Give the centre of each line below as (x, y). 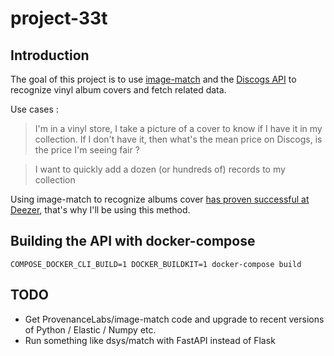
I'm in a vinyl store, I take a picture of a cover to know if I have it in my (178, 128)
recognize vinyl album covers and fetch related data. (118, 90)
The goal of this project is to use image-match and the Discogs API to (153, 79)
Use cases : (34, 109)
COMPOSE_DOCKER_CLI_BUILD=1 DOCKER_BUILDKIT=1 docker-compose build (156, 264)
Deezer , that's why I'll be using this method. (100, 210)
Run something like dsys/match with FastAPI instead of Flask (150, 340)
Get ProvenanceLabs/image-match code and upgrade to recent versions (174, 319)
